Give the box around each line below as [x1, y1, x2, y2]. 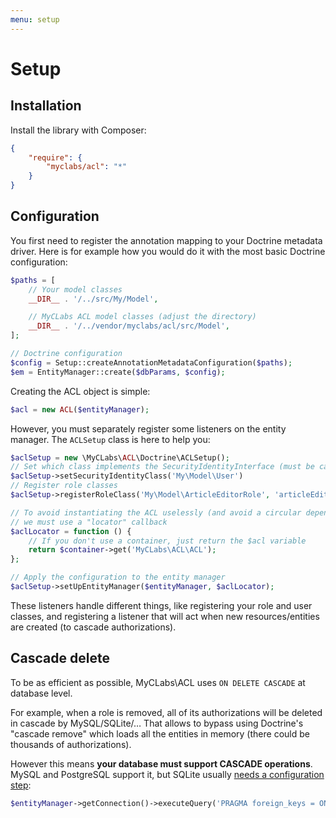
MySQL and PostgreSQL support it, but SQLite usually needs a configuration [10, 768, 325, 780]
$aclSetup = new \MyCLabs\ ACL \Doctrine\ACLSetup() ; [10, 452, 230, 463]
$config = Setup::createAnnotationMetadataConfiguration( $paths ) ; [10, 357, 293, 368]
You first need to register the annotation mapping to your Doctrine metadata [10, 234, 323, 246]
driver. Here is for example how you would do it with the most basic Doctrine [10, 245, 326, 257]
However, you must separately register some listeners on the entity [10, 422, 287, 435]
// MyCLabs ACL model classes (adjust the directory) [28, 312, 257, 322]
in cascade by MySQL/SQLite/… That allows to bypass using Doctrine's [10, 717, 304, 729]
